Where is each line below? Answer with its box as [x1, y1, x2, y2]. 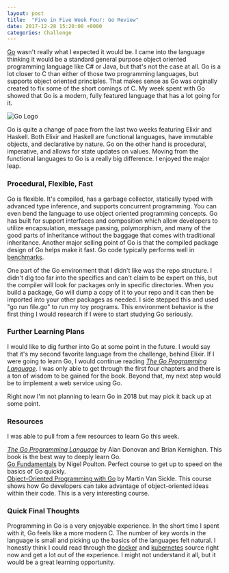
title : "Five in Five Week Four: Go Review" [7, 16, 139, 23]
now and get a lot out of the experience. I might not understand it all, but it [7, 551, 217, 559]
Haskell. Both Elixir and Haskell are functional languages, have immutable [7, 133, 213, 141]
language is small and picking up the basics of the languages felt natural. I [7, 536, 216, 545]
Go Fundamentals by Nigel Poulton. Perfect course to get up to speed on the [7, 460, 223, 468]
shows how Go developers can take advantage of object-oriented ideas [7, 482, 209, 490]
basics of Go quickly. [7, 467, 66, 476]
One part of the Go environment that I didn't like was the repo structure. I [7, 266, 213, 274]
